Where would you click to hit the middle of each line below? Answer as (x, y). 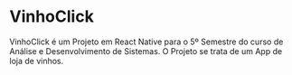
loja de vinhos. (37, 61)
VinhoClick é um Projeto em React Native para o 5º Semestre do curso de (146, 42)
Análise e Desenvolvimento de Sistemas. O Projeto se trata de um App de (146, 51)
